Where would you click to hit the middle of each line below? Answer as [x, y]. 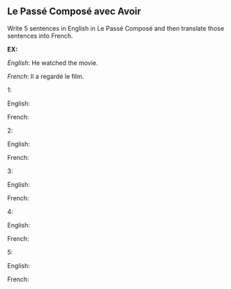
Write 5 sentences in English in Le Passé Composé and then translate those [116, 28]
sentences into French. [40, 36]
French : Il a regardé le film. [46, 76]
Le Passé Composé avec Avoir [74, 12]
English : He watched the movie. [53, 63]
